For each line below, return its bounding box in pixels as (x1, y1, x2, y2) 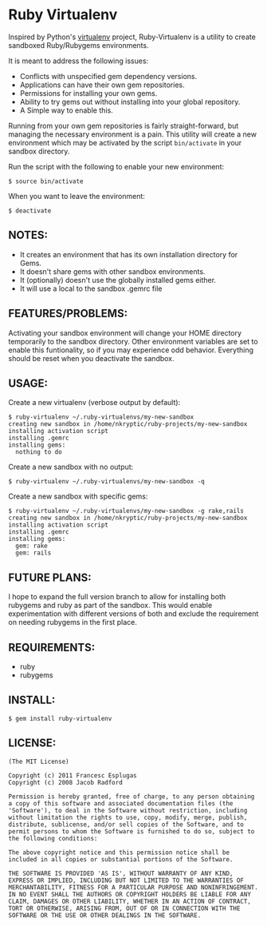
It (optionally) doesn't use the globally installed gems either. (19, 275, 217, 284)
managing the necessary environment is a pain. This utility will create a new (8, 129, 257, 139)
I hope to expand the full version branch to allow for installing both (8, 592, 226, 602)
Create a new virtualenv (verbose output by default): (8, 398, 181, 407)
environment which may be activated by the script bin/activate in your (8, 137, 242, 147)
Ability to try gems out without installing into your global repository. (19, 97, 241, 106)
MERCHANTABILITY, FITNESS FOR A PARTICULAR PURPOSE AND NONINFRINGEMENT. (8, 883, 259, 892)
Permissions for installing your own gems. (19, 88, 158, 97)
